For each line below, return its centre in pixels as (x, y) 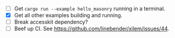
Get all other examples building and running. (68, 15)
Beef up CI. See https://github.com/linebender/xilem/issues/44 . (92, 28)
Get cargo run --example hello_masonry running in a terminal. (90, 9)
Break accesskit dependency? (51, 22)
